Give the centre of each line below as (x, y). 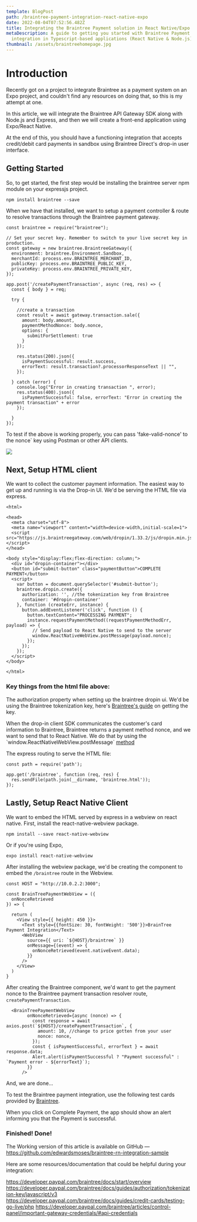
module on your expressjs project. (47, 189)
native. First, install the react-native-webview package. (72, 823)
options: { (35, 330)
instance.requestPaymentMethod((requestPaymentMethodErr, (99, 620)
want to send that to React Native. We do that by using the (77, 736)
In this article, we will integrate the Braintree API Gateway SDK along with (94, 113)
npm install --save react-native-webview (57, 834)
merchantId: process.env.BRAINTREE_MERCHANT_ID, (72, 258)
